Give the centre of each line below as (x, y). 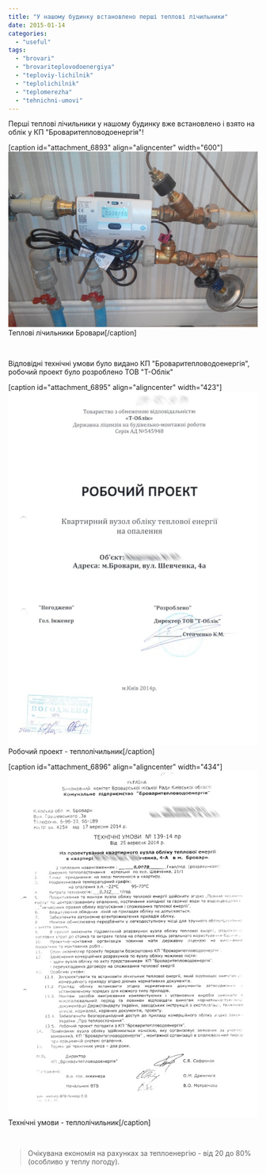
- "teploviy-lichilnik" (54, 75)
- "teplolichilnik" (47, 83)
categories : (28, 33)
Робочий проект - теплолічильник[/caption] (82, 751)
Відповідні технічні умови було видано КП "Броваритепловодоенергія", (129, 364)
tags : (17, 50)
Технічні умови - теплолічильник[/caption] (80, 1122)
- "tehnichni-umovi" (49, 100)
